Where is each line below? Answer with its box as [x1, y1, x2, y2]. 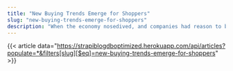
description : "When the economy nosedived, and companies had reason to [7, 23, 222, 30]
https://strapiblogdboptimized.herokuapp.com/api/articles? [56, 42, 226, 50]
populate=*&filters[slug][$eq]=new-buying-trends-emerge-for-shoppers [7, 49, 216, 57]
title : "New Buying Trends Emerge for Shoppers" [7, 10, 150, 17]
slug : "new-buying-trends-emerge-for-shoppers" [7, 17, 148, 23]
